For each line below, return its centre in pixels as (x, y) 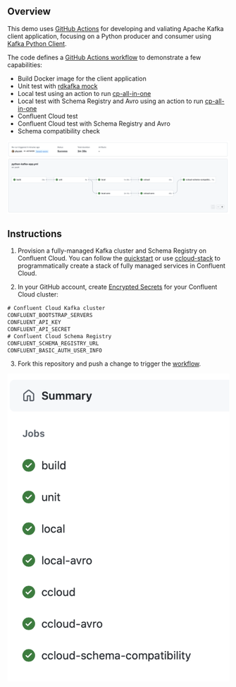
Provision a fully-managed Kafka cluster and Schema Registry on (112, 251)
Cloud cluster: (38, 294)
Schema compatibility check (59, 131)
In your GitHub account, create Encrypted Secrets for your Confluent (117, 287)
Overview (29, 12)
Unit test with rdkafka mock (57, 86)
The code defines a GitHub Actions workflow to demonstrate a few (104, 57)
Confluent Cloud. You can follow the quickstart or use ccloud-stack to (119, 258)
